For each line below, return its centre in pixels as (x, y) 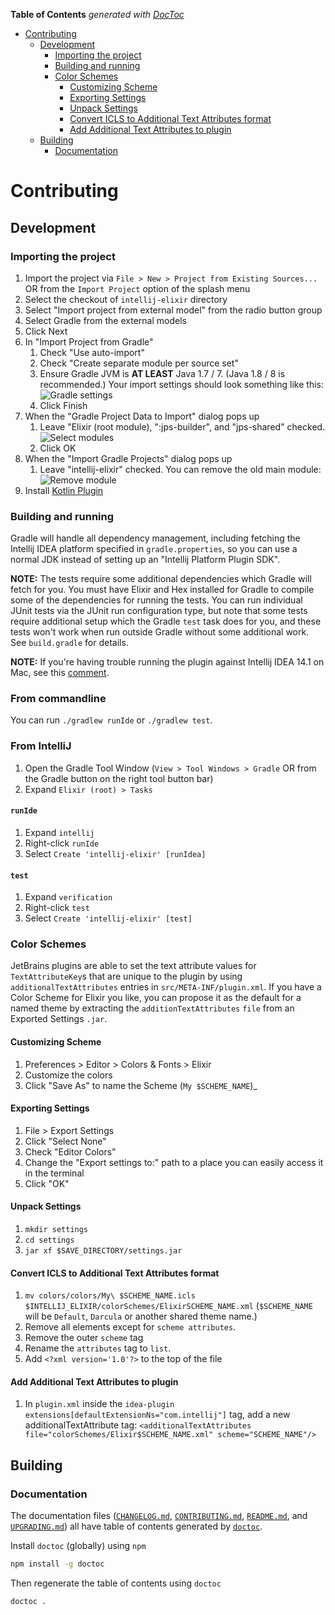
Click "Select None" (65, 1141)
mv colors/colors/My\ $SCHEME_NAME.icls (110, 1296)
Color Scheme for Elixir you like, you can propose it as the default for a (156, 998)
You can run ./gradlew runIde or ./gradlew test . (111, 720)
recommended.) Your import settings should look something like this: (181, 384)
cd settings (49, 1240)
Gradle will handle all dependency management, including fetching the (155, 538)
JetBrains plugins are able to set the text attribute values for (133, 966)
